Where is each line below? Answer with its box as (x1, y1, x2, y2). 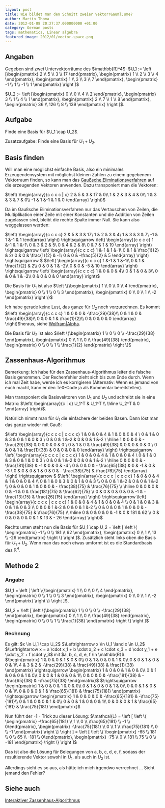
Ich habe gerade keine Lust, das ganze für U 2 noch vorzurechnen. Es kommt (5, 304, 160, 311)
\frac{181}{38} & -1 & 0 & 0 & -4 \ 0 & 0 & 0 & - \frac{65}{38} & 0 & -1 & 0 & (5, 462, 156, 468)
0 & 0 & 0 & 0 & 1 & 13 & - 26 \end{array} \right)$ (5, 514, 103, 520)
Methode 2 (5, 562, 39, 570)
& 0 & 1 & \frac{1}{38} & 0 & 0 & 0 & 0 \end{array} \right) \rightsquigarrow (5, 447, 153, 453)
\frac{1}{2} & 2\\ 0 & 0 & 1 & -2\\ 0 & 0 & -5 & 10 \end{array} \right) (5, 263, 138, 269)
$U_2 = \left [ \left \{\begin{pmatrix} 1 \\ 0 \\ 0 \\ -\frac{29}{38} (5, 607, 131, 614)
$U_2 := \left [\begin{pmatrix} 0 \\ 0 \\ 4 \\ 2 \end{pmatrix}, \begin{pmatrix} (5, 91, 156, 97)
